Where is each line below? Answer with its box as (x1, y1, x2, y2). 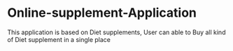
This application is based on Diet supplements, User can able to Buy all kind (7, 28, 226, 36)
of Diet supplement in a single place (7, 35, 111, 43)
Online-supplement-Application (7, 5, 197, 21)
